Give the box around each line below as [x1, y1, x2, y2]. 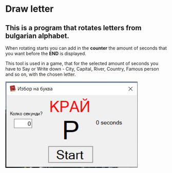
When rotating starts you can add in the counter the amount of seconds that [5, 45, 167, 51]
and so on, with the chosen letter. [5, 71, 76, 77]
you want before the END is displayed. [5, 51, 86, 56]
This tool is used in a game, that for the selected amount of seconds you [5, 60, 159, 67]
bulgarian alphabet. [5, 31, 69, 40]
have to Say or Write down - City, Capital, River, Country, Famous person [5, 66, 159, 72]
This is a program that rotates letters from [5, 24, 142, 32]
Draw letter [5, 3, 54, 15]
